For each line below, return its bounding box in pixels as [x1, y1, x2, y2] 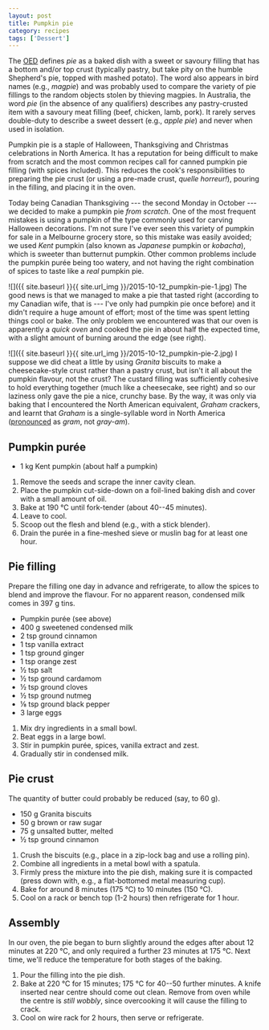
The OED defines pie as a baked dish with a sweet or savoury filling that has [8, 56, 260, 66]
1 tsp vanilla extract [19, 639, 84, 649]
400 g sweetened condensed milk [19, 622, 133, 632]
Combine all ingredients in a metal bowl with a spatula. [19, 858, 201, 868]
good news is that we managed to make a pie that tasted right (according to [8, 291, 259, 300]
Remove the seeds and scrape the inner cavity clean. [19, 477, 197, 487]
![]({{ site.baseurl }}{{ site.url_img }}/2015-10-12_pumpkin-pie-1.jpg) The [8, 282, 247, 291]
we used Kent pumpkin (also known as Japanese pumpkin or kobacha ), [8, 241, 247, 250]
